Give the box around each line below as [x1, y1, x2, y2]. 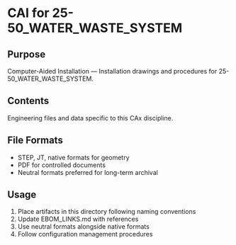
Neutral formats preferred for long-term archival [17, 168, 158, 176]
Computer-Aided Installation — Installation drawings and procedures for [7, 67, 218, 75]
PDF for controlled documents [17, 161, 106, 169]
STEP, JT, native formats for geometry [17, 153, 130, 161]
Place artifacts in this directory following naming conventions [17, 207, 196, 216]
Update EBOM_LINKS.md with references [17, 215, 139, 224]
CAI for [7, 5, 50, 21]
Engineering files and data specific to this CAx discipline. [7, 113, 174, 122]
